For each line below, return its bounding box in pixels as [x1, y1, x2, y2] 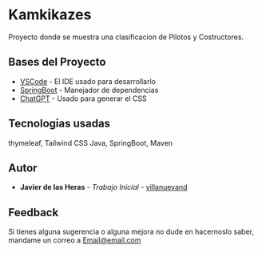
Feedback [8, 206, 59, 219]
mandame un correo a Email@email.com [8, 235, 141, 245]
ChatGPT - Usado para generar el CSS [19, 94, 147, 103]
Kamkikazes [8, 6, 92, 24]
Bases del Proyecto [8, 55, 106, 69]
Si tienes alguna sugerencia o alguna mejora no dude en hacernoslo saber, [8, 227, 254, 237]
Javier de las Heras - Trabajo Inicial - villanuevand [19, 183, 188, 192]
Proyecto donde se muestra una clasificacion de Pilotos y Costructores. [8, 32, 244, 42]
